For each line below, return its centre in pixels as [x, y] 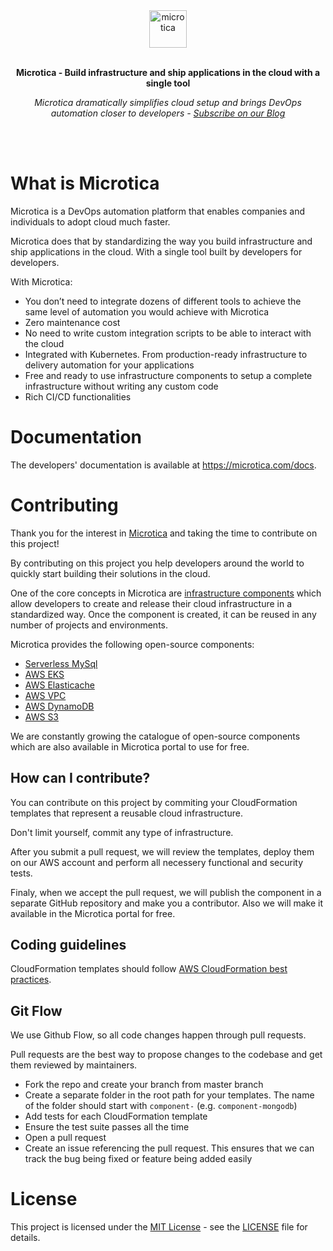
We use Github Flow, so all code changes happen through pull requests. [158, 1035]
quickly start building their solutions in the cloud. [110, 573]
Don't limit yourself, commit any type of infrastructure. [122, 832]
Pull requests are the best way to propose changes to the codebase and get [166, 1055]
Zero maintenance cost [72, 322]
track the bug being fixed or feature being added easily [138, 1159]
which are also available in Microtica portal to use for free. [130, 746]
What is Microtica [85, 183]
